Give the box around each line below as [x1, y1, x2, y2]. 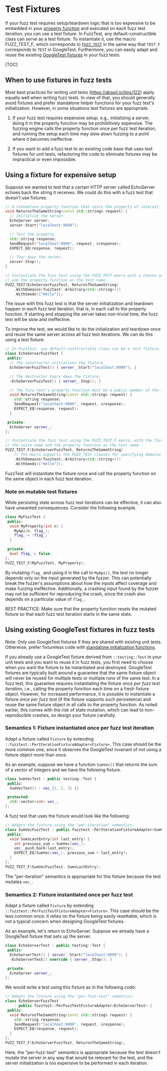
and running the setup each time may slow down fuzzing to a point [12, 131, 149, 137]
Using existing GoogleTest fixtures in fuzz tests [5, 625, 155, 634]
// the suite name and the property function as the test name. [5, 443, 141, 448]
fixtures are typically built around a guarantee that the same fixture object [5, 670, 156, 676]
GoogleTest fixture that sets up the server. [5, 933, 91, 939]
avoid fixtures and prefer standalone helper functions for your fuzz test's [5, 100, 155, 106]
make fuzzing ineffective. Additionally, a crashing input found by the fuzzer [5, 585, 159, 591]
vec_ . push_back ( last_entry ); [14, 846, 75, 851]
